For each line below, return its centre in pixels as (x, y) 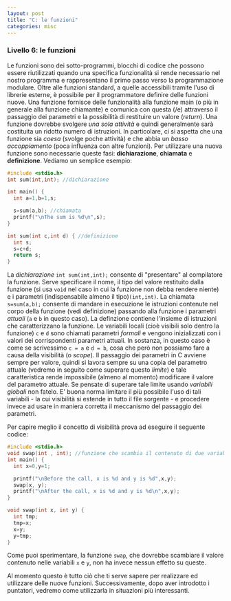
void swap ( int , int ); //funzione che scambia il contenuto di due (106, 454)
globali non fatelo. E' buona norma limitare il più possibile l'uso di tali (104, 392)
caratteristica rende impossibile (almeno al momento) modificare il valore (111, 377)
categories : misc (32, 26)
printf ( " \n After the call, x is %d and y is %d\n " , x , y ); (97, 492)
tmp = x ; (23, 523)
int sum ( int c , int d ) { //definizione (63, 236)
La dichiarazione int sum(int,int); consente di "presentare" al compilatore (115, 275)
